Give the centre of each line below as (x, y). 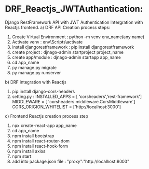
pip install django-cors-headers (43, 91)
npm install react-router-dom (41, 141)
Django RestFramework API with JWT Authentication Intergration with (74, 22)
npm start (21, 156)
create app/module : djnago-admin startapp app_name (66, 57)
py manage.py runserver (36, 72)
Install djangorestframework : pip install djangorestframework (73, 47)
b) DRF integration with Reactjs (36, 82)
